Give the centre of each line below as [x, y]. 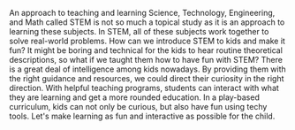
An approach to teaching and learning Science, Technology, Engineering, [142, 13]
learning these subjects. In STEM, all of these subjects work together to [139, 31]
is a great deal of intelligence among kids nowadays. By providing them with [148, 69]
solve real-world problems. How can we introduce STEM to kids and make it [147, 41]
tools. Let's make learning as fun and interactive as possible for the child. [142, 116]
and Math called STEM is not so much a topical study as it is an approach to [147, 22]
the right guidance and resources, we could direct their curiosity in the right [147, 78]
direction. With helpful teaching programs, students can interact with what [144, 88]
